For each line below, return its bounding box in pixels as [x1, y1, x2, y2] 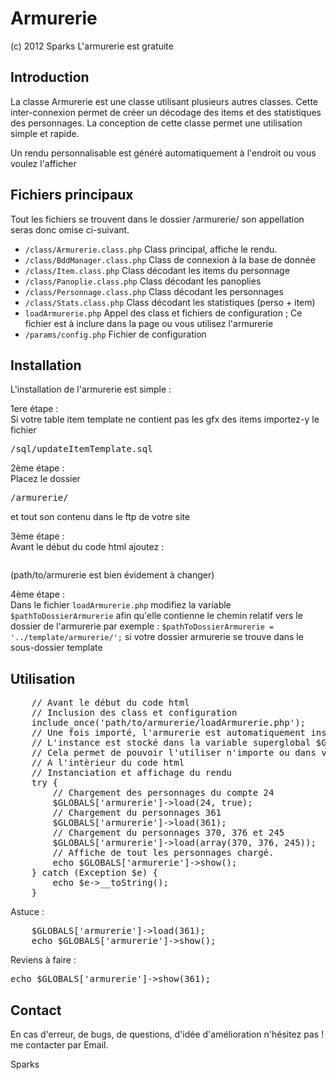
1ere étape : [10, 403, 59, 415]
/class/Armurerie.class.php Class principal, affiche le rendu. [24, 243, 278, 255]
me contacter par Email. [10, 1039, 109, 1051]
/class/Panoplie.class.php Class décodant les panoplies [24, 275, 262, 287]
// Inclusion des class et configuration [31, 707, 238, 719]
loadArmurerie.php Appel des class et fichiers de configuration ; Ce [24, 307, 303, 319]
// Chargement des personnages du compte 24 [52, 787, 275, 799]
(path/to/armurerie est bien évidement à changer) [10, 569, 215, 581]
